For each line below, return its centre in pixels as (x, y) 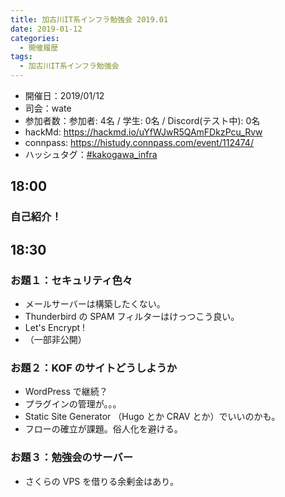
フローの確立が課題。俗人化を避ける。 (103, 429)
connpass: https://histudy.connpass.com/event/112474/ (139, 142)
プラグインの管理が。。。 (73, 404)
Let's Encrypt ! (55, 327)
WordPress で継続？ (66, 392)
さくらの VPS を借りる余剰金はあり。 (101, 481)
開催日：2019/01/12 (64, 95)
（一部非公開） (55, 339)
